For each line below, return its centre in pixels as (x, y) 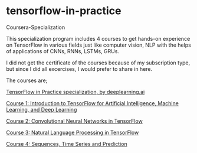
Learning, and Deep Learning (42, 109)
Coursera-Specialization (36, 27)
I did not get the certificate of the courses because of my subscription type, (98, 63)
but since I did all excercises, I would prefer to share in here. (79, 69)
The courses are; (27, 80)
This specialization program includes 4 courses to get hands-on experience (98, 38)
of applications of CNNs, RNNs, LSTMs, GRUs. (63, 51)
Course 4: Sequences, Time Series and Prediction (67, 144)
